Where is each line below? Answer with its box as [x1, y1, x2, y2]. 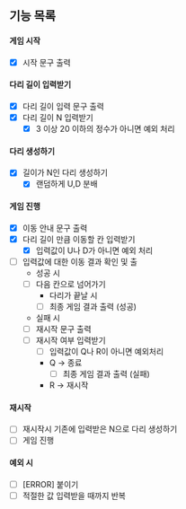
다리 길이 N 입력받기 [22, 111, 94, 123]
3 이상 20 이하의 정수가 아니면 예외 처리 [35, 123, 175, 134]
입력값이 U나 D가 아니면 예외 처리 [35, 245, 154, 256]
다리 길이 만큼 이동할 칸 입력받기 [22, 233, 136, 244]
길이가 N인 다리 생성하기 [22, 167, 108, 178]
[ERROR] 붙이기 [22, 478, 79, 489]
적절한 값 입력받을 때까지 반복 [22, 490, 126, 501]
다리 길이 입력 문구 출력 [22, 101, 105, 111]
